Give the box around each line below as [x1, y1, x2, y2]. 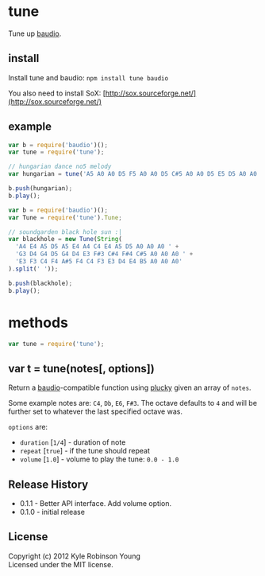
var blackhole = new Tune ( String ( [8, 235, 123, 243]
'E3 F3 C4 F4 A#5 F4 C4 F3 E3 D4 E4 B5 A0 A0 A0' [15, 258, 182, 266]
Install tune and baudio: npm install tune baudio [8, 72, 169, 82]
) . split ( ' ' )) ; [8, 265, 59, 273]
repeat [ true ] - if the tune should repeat [19, 446, 151, 456]
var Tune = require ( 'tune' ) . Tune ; [8, 213, 123, 221]
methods [8, 313, 69, 332]
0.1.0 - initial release [19, 508, 86, 516]
